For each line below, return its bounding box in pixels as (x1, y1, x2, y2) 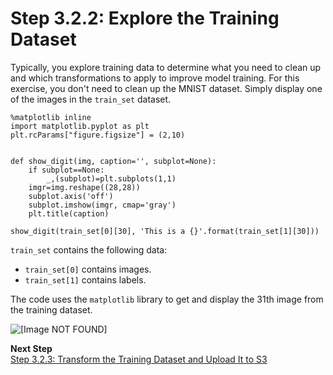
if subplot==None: (28, 165, 105, 175)
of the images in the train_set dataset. (10, 93, 172, 105)
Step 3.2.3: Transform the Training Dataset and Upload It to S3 (10, 353, 268, 365)
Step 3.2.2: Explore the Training (10, 7, 280, 30)
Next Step (10, 342, 53, 354)
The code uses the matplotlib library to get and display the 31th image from (10, 293, 324, 305)
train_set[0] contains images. (24, 263, 152, 275)
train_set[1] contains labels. (24, 273, 147, 286)
